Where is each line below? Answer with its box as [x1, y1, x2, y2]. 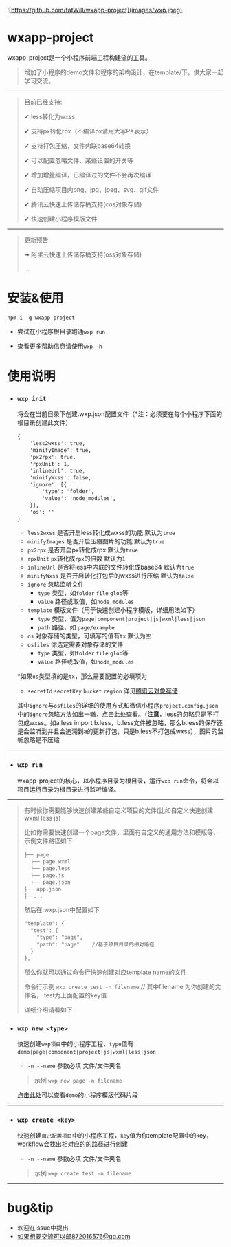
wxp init [16, 395, 47, 402]
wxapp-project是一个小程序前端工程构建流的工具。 [7, 53, 151, 61]
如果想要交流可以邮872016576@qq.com [16, 1233, 131, 1241]
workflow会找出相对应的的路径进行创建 [16, 1140, 129, 1148]
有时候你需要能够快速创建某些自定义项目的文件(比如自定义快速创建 [23, 806, 213, 814]
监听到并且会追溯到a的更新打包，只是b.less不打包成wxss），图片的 [29, 727, 218, 735]
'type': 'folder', [42, 488, 95, 495]
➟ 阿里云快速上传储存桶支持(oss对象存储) [23, 250, 142, 259]
